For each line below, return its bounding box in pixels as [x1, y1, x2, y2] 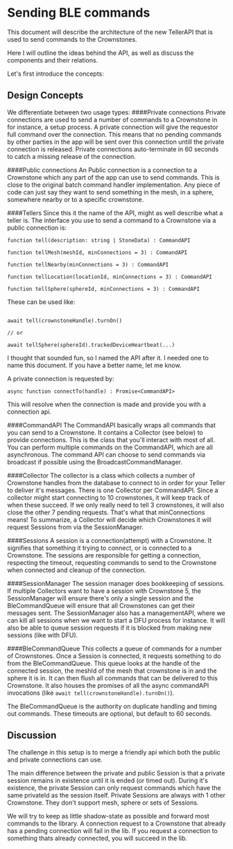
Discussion [7, 730, 57, 741]
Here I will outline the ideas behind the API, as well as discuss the [7, 49, 194, 57]
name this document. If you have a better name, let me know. [7, 361, 182, 369]
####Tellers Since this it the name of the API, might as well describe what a [7, 208, 223, 217]
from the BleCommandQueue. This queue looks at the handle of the [7, 659, 200, 667]
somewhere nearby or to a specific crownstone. [7, 195, 144, 203]
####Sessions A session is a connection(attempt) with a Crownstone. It [7, 536, 212, 544]
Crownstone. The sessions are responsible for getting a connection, [7, 550, 201, 560]
